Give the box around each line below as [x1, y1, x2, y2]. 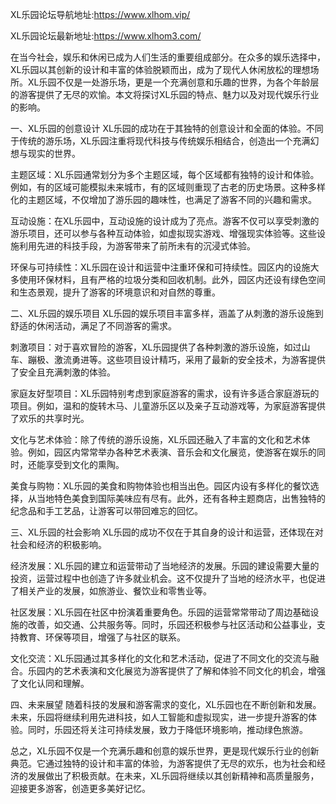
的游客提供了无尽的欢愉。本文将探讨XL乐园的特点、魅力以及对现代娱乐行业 [10, 89, 320, 100]
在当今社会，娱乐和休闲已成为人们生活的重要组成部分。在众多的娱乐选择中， [10, 51, 326, 63]
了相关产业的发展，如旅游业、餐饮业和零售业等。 [10, 585, 212, 597]
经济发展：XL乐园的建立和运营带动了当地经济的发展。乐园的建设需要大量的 [10, 560, 320, 572]
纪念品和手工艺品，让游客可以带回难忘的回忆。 [10, 505, 203, 517]
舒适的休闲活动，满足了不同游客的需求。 [10, 320, 177, 332]
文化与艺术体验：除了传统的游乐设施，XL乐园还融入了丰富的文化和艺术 [10, 434, 302, 445]
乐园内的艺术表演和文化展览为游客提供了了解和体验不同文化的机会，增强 [27, 665, 326, 677]
